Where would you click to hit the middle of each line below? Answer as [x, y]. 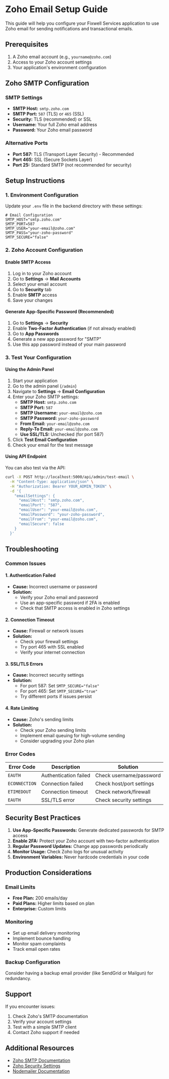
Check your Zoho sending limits [53, 730]
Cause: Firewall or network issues [48, 631]
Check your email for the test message [53, 445]
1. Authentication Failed [31, 575]
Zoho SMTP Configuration [47, 84]
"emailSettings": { [35, 496]
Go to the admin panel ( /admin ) [45, 386]
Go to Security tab [32, 289]
